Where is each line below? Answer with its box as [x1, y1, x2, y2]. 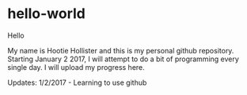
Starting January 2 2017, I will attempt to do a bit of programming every [7, 54, 239, 64]
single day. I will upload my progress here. [7, 62, 146, 71]
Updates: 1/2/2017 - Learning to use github [7, 78, 147, 87]
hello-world [7, 5, 86, 23]
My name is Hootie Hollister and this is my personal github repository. [7, 46, 234, 55]
